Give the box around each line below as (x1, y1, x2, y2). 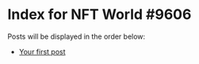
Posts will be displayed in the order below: (7, 32, 146, 41)
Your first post (18, 47, 66, 56)
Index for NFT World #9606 (7, 6, 192, 24)
